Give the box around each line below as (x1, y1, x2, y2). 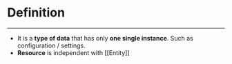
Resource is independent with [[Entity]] (17, 48, 130, 56)
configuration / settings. (17, 41, 86, 50)
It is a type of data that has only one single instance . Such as (17, 34, 193, 42)
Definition (7, 5, 66, 21)
